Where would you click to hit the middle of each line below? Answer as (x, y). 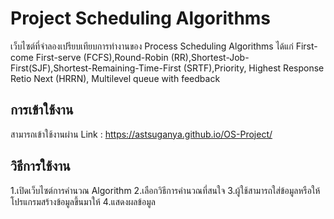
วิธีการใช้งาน (40, 166)
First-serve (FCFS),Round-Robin (102, 57)
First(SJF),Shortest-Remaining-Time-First (96, 68)
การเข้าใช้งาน (42, 110)
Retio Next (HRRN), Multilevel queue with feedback (115, 78)
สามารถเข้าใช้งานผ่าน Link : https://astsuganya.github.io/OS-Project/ (141, 134)
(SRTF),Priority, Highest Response (254, 68)
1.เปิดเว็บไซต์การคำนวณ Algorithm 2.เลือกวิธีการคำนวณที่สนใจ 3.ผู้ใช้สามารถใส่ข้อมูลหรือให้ (165, 190)
